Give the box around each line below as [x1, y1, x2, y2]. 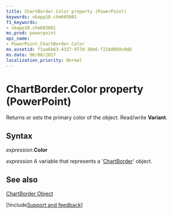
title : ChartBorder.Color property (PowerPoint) [6, 8, 127, 15]
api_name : [6, 36, 30, 41]
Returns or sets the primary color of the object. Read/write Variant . [6, 114, 168, 121]
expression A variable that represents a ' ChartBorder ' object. [6, 158, 153, 165]
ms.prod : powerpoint [6, 30, 57, 36]
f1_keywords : [6, 19, 38, 25]
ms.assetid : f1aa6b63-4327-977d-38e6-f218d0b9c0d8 [6, 47, 132, 52]
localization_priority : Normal [6, 57, 82, 63]
